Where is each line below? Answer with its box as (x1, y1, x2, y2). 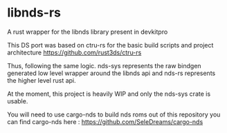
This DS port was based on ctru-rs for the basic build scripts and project (7, 41, 214, 49)
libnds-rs (7, 5, 61, 21)
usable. (7, 96, 28, 105)
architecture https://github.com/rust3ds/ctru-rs (7, 48, 142, 57)
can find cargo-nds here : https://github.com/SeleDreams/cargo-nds (7, 117, 203, 125)
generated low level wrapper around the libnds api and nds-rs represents (7, 69, 216, 77)
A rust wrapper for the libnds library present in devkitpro (7, 28, 168, 36)
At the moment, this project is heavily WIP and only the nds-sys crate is (7, 90, 211, 98)
